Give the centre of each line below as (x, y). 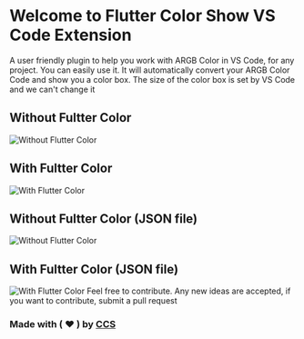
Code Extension (71, 35)
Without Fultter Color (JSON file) (104, 219)
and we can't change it (52, 89)
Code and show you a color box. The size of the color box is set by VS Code (152, 79)
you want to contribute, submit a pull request (93, 301)
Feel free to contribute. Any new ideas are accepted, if (188, 291)
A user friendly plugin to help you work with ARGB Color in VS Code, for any (152, 60)
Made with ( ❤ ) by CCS (63, 324)
